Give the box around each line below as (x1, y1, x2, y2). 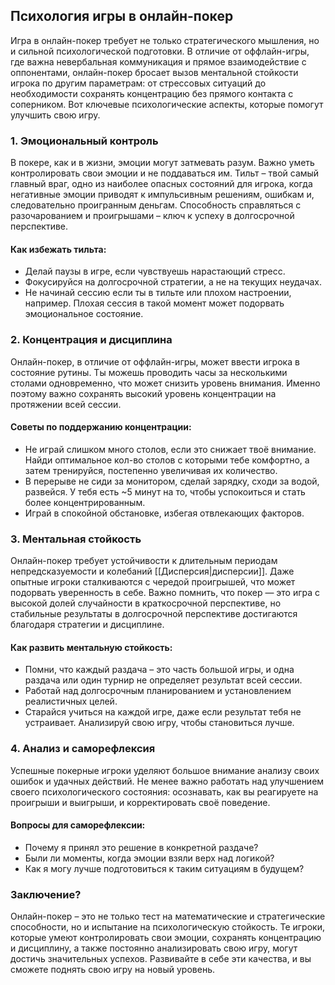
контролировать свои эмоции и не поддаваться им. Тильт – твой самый (10, 167, 320, 179)
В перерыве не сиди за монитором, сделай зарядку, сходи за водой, (24, 475, 320, 487)
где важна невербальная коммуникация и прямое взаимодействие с (10, 55, 307, 68)
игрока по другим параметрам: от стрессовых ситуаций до (10, 77, 267, 89)
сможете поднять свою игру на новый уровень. (10, 964, 215, 976)
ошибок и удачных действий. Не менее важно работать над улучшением (10, 775, 325, 787)
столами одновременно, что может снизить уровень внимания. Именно (10, 377, 321, 389)
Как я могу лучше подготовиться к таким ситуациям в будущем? (24, 862, 305, 874)
